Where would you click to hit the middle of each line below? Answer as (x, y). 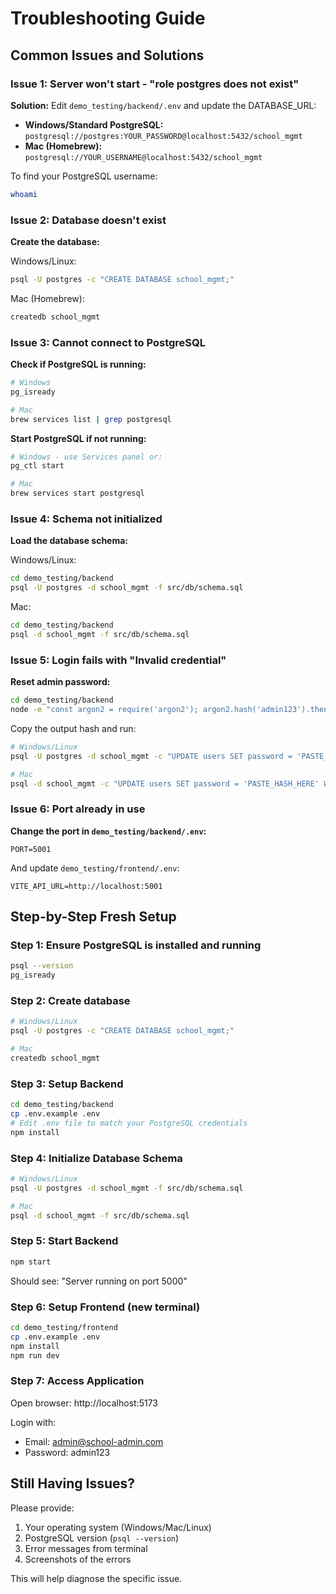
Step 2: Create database (70, 1001)
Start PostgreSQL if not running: (78, 438)
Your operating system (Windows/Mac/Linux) (118, 1527)
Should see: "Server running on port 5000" (99, 1281)
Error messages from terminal (86, 1548)
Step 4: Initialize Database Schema (96, 1158)
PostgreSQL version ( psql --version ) (102, 1538)
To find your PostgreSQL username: (84, 176)
